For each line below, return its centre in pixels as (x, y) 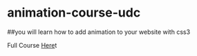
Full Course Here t (32, 45)
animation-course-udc (74, 13)
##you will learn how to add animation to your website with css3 (99, 32)
